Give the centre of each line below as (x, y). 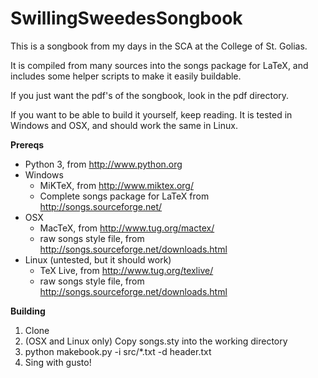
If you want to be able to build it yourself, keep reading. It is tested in (151, 114)
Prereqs (27, 144)
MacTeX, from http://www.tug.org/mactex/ (127, 228)
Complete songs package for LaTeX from (124, 196)
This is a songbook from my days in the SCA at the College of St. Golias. (159, 46)
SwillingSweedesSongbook (126, 18)
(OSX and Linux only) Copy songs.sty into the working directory (156, 341)
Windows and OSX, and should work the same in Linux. (124, 125)
